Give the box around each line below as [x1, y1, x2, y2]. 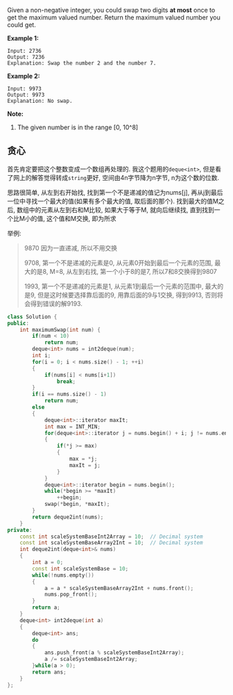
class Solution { [7, 313, 58, 320]
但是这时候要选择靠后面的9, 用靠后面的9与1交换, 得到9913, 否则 [37, 291, 218, 299]
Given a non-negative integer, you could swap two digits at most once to [7, 6, 216, 14]
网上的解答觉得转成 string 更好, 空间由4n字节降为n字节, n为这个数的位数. [12, 173, 220, 181]
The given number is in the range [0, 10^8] [17, 123, 139, 131]
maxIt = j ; [69, 461, 101, 468]
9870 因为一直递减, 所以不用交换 [24, 243, 118, 252]
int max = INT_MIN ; [44, 423, 101, 430]
